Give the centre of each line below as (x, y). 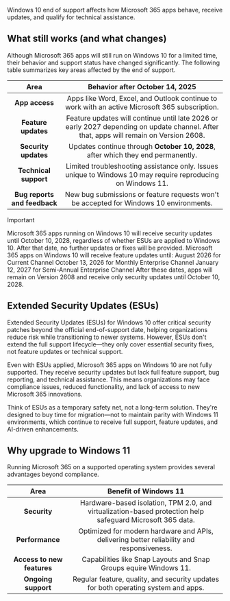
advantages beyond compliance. (53, 474)
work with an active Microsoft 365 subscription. (142, 107)
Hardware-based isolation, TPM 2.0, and (146, 503)
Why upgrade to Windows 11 (69, 451)
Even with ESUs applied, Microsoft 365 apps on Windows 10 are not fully (110, 365)
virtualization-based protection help (146, 512)
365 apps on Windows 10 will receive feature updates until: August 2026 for (114, 255)
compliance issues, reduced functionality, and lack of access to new (104, 386)
